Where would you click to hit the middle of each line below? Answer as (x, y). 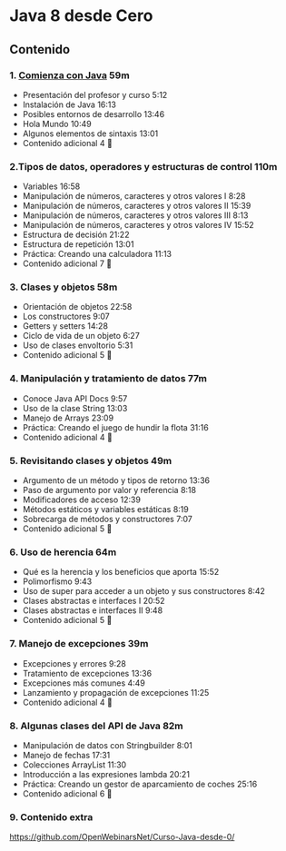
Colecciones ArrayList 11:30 (74, 765)
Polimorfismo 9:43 (57, 581)
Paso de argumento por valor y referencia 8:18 (109, 490)
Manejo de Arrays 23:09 (68, 418)
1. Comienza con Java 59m (69, 75)
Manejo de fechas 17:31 (66, 755)
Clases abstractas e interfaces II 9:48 (93, 610)
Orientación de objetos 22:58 (77, 307)
